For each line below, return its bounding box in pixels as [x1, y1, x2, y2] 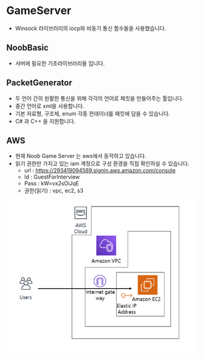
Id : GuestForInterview [24, 173, 80, 180]
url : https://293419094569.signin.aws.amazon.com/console [24, 167, 176, 174]
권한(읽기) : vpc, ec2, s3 [24, 187, 84, 194]
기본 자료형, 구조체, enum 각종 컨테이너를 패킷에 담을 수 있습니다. [15, 110, 170, 117]
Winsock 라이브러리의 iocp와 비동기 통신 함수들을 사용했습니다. [15, 24, 167, 32]
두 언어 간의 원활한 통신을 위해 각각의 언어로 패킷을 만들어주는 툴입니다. [15, 94, 184, 102]
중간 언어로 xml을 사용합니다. [15, 102, 84, 110]
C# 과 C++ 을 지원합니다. [15, 117, 76, 125]
